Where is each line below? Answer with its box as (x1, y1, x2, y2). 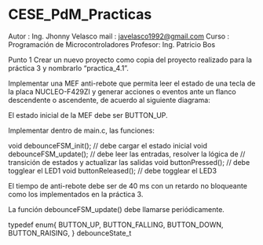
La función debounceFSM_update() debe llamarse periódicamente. (8, 204, 225, 214)
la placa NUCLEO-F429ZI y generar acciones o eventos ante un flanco (8, 86, 237, 96)
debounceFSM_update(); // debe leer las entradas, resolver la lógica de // (8, 149, 246, 159)
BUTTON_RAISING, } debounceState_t (8, 228, 132, 237)
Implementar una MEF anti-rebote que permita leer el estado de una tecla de (8, 79, 256, 88)
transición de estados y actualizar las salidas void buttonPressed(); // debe (8, 157, 250, 166)
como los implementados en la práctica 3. (8, 189, 144, 199)
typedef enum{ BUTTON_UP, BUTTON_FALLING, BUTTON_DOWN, (8, 220, 224, 229)
